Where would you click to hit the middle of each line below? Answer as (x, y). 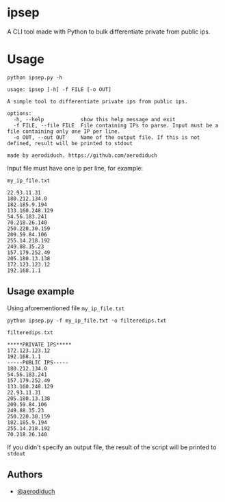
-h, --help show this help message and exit (94, 119)
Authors (25, 475)
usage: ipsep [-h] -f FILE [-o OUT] (59, 89)
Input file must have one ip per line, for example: (75, 168)
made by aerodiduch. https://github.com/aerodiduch (82, 155)
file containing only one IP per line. (64, 131)
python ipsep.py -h (35, 77)
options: (19, 113)
